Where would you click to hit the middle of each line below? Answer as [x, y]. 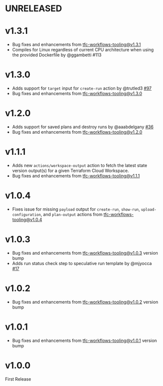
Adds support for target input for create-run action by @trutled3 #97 [82, 88]
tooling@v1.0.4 [27, 219]
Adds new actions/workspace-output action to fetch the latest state [80, 165]
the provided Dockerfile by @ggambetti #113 [57, 55]
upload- [149, 209]
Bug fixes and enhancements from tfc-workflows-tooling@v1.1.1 [76, 176]
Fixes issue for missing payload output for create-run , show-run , [76, 209]
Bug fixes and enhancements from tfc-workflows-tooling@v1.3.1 [76, 45]
